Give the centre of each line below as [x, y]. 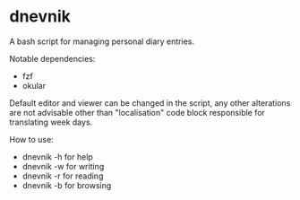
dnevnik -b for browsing [67, 185]
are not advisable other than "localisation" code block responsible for [137, 112]
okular [34, 85]
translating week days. [51, 122]
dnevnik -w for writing [63, 166]
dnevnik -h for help [58, 157]
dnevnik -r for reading [63, 176]
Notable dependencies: [52, 58]
